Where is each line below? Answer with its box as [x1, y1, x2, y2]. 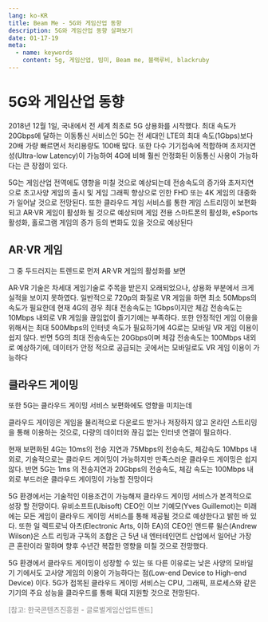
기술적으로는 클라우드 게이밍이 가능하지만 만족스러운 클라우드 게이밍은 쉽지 [25, 455, 258, 464]
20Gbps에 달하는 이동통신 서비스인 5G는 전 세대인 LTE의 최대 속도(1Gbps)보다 [8, 131, 254, 140]
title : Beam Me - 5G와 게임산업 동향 [8, 19, 122, 27]
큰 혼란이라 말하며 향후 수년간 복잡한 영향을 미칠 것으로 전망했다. [8, 541, 209, 551]
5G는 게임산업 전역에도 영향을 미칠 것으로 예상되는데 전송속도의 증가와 [8, 177, 227, 187]
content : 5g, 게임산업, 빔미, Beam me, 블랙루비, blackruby [22, 57, 210, 65]
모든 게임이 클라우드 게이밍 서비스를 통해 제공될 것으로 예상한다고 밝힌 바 [22, 511, 249, 521]
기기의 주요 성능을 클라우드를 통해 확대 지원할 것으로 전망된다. [8, 588, 200, 598]
